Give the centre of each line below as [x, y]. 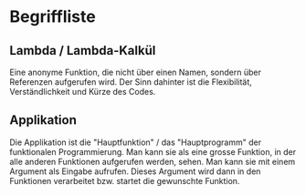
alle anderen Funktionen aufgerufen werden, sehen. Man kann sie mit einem [153, 161]
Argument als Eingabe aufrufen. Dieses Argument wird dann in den [135, 171]
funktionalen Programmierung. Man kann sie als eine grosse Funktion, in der [153, 151]
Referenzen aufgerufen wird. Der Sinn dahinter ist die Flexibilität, [131, 82]
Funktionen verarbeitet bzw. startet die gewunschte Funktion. [125, 180]
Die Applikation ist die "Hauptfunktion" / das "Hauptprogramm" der [136, 142]
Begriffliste [53, 17]
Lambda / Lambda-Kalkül [83, 51]
